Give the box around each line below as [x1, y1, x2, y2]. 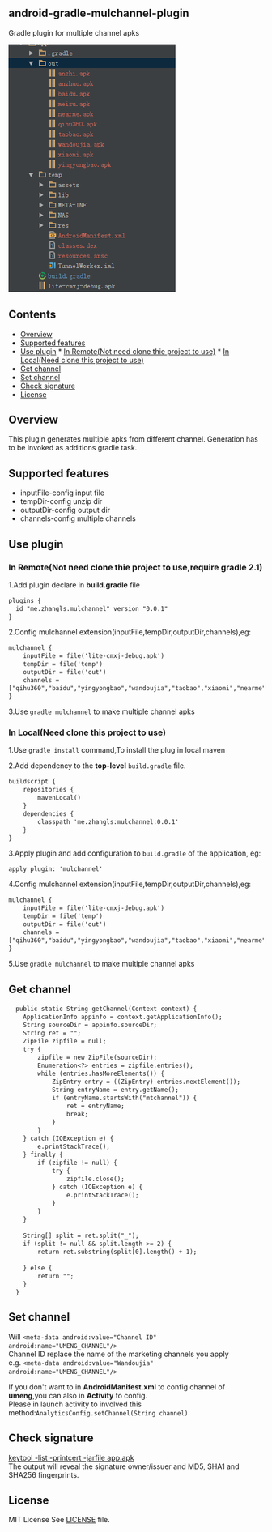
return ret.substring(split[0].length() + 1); [37, 1248, 198, 1257]
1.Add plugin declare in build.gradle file [8, 579, 140, 590]
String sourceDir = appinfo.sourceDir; [23, 1021, 158, 1030]
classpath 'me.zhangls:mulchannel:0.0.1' [37, 818, 180, 826]
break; [66, 1110, 89, 1119]
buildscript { [8, 778, 57, 786]
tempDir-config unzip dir [19, 497, 103, 506]
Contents [8, 308, 57, 322]
